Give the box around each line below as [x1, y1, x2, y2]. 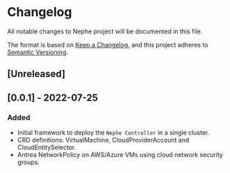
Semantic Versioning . [7, 48, 68, 56]
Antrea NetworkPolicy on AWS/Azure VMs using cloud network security [17, 151, 224, 159]
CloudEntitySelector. [17, 143, 76, 151]
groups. [17, 158, 40, 167]
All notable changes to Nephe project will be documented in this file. [7, 27, 203, 35]
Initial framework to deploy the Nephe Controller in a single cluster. [17, 129, 210, 137]
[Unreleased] [7, 68, 66, 80]
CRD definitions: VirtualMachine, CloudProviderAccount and [17, 136, 190, 145]
